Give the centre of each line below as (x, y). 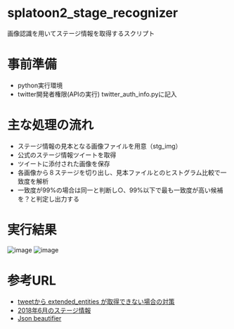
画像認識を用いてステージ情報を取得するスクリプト (81, 33)
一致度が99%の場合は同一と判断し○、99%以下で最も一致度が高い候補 (120, 190)
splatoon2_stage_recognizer (93, 13)
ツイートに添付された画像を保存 (64, 163)
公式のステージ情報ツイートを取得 (67, 155)
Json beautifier (39, 318)
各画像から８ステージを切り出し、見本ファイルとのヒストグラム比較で (119, 172)
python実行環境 (40, 85)
